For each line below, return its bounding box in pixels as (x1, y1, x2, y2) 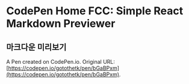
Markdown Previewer (6, 17, 116, 30)
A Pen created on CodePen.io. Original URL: (6, 58, 116, 65)
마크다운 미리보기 (6, 42, 67, 52)
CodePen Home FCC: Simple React (6, 4, 184, 18)
